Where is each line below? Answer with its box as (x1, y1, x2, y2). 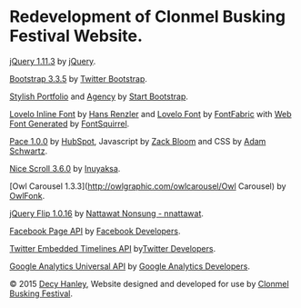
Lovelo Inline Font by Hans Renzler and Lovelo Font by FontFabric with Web (9, 108, 293, 119)
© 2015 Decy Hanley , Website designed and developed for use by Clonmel (9, 278, 289, 289)
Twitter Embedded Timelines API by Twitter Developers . (9, 243, 216, 253)
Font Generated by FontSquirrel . (9, 118, 130, 129)
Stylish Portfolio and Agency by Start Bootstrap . (9, 91, 189, 102)
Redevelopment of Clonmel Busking (9, 6, 286, 27)
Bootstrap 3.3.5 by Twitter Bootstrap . (9, 73, 148, 84)
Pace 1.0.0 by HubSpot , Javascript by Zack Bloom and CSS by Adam (9, 135, 266, 146)
